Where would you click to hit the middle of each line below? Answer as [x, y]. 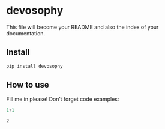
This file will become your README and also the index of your [82, 27]
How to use [28, 85]
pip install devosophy [34, 66]
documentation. [26, 33]
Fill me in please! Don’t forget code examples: [63, 99]
